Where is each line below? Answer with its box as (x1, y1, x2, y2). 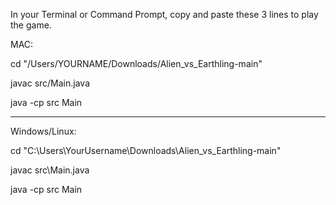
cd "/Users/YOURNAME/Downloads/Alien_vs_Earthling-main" (10, 58, 263, 69)
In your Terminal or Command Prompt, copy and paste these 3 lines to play (10, 9, 319, 20)
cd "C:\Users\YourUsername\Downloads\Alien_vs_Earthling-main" (10, 145, 282, 156)
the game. (10, 19, 52, 31)
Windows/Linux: (10, 125, 77, 137)
